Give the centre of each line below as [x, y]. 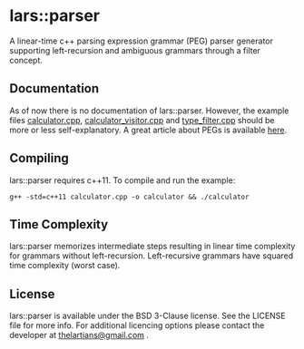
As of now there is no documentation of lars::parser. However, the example [149, 111]
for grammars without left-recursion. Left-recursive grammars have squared [152, 256]
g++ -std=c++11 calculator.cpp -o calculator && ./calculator [129, 197]
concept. [26, 60]
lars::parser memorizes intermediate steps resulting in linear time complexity [152, 247]
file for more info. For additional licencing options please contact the [137, 325]
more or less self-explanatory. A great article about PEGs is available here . [148, 130]
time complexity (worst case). [65, 266]
